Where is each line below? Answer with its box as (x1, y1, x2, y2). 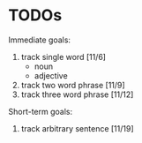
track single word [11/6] (20, 51, 107, 62)
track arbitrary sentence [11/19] (20, 123, 134, 133)
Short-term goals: (8, 106, 72, 117)
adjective (34, 70, 68, 80)
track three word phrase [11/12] (20, 89, 134, 100)
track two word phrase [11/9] (20, 79, 125, 90)
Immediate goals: (8, 34, 71, 45)
